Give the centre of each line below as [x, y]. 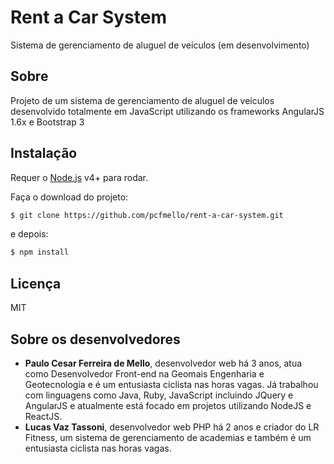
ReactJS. [43, 416]
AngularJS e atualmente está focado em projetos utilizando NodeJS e [168, 405]
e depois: [29, 234]
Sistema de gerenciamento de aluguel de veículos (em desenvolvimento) [160, 45]
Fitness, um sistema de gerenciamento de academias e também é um [168, 437]
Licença [36, 283]
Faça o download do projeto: [69, 197]
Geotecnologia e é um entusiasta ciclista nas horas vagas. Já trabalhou [171, 384]
